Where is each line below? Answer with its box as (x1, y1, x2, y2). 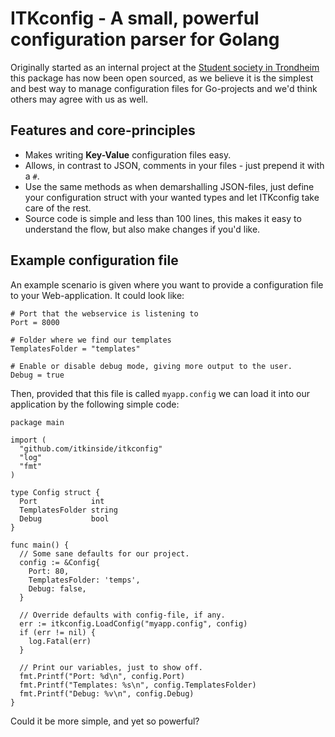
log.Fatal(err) (28, 636, 92, 646)
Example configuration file (10, 252, 179, 269)
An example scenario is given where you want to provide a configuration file (10, 278, 324, 291)
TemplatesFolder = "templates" (10, 343, 141, 354)
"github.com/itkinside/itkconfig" (19, 443, 163, 454)
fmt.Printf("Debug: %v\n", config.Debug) (19, 688, 195, 699)
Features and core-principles (10, 122, 196, 139)
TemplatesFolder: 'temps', (28, 575, 141, 585)
